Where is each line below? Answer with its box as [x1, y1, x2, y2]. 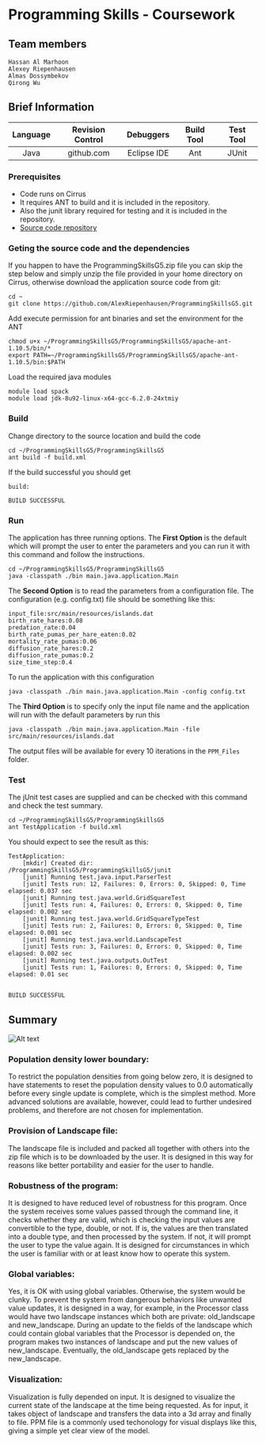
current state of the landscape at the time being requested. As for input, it [8, 1400, 249, 1410]
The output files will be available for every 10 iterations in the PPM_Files [8, 746, 240, 756]
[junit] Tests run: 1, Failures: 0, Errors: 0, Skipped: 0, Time [22, 964, 243, 972]
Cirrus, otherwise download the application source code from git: [8, 278, 221, 287]
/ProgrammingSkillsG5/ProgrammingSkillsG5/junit [8, 867, 172, 875]
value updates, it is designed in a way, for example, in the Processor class [8, 1303, 249, 1313]
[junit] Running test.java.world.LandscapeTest [22, 936, 182, 944]
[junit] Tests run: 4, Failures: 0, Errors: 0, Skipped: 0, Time [22, 901, 243, 910]
